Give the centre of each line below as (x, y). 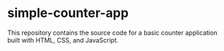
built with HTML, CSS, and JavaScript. (63, 40)
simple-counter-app (68, 13)
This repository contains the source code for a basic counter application (112, 33)
